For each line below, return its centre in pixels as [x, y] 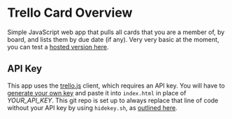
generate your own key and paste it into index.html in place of [97, 93]
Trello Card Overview [70, 13]
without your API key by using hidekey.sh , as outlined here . [93, 108]
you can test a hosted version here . [58, 47]
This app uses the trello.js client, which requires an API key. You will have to [116, 86]
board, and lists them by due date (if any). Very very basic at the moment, [113, 39]
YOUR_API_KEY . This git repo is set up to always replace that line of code [113, 100]
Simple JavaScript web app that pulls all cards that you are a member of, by [116, 32]
